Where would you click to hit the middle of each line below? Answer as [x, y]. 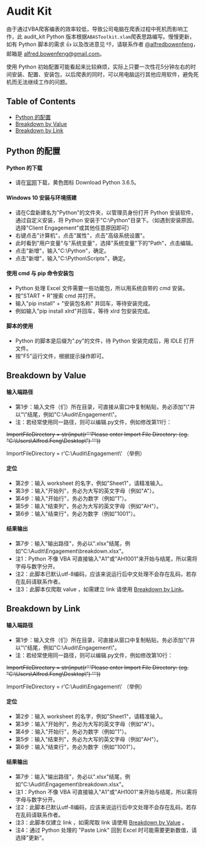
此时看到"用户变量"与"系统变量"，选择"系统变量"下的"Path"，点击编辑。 [106, 243]
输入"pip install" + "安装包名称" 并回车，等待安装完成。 [84, 303]
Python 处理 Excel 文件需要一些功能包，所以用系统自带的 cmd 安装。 [102, 288]
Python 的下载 [24, 168]
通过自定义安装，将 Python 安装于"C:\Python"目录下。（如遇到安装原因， [106, 220]
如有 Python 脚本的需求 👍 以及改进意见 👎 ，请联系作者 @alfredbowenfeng [100, 44]
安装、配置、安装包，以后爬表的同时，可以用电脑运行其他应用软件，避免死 [105, 74]
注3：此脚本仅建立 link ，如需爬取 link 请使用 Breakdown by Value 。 [101, 822]
